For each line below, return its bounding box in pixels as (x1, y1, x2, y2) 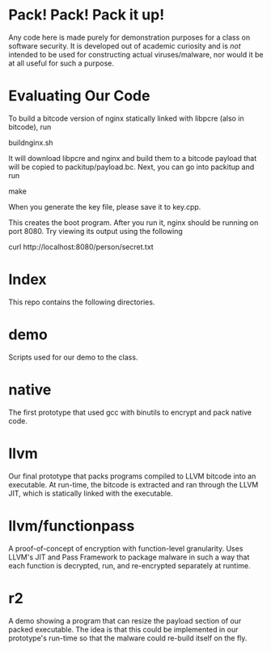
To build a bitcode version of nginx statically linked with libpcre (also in (8, 113, 244, 123)
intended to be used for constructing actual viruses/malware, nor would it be (8, 49, 264, 59)
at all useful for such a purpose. (8, 58, 115, 68)
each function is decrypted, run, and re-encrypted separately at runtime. (8, 560, 251, 570)
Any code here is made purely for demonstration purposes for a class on (8, 32, 251, 42)
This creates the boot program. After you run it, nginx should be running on (8, 217, 259, 228)
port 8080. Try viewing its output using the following (8, 226, 184, 236)
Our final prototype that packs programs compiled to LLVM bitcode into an (8, 471, 256, 481)
